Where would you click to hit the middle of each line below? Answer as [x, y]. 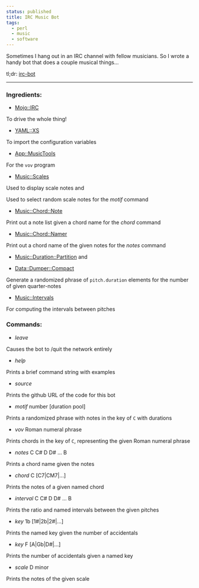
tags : [13, 23]
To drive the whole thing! [36, 119]
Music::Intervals [34, 298]
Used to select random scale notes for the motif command [77, 200]
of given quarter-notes [34, 286]
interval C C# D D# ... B [43, 498]
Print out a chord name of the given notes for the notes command [86, 245]
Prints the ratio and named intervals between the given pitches [83, 510]
